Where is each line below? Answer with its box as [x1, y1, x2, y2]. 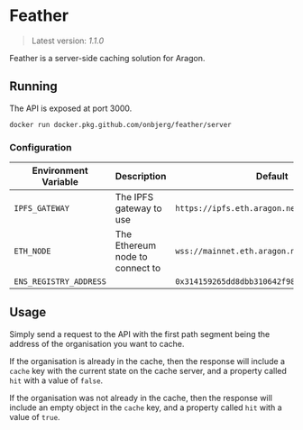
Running [9, 78, 59, 95]
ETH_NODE [14, 246, 51, 257]
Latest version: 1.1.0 [31, 35, 105, 46]
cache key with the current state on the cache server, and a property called [9, 365, 287, 376]
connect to [115, 262, 161, 275]
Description [115, 170, 167, 183]
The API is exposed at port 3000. [9, 103, 133, 114]
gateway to [115, 202, 162, 215]
